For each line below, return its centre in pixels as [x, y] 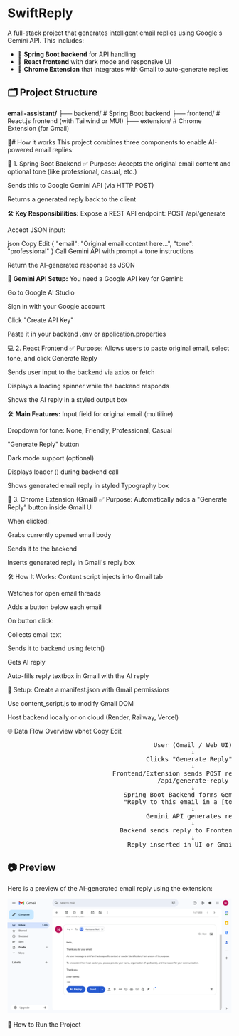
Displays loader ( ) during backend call [63, 472]
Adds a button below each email [54, 607]
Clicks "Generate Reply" [189, 759]
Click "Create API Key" [41, 320]
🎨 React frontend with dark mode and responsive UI [94, 61]
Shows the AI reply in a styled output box [68, 399]
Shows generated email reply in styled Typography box [88, 485]
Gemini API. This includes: [46, 40]
